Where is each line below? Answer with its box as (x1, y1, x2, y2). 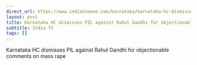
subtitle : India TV (6, 25, 54, 31)
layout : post (6, 14, 38, 20)
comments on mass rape (6, 53, 66, 60)
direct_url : (6, 8, 35, 15)
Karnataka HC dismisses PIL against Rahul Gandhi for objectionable (6, 46, 169, 53)
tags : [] (6, 30, 28, 36)
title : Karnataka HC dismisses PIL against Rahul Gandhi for (6, 19, 159, 25)
